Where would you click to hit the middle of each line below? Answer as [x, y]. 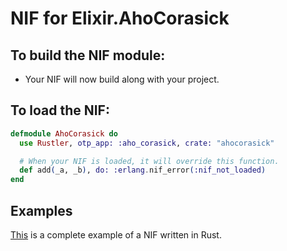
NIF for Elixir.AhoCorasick [120, 18]
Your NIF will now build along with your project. [122, 79]
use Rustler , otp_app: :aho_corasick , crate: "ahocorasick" [147, 143]
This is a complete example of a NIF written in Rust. [116, 235]
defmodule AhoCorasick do [64, 133]
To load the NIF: [60, 110]
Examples [41, 210]
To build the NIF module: [88, 55]
